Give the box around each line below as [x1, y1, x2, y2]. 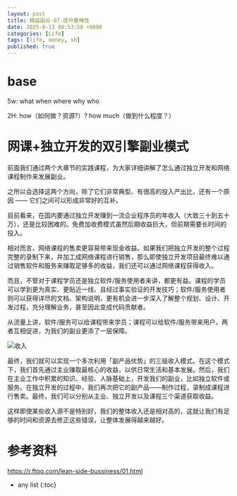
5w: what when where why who [7, 97, 100, 105]
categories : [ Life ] [7, 30, 65, 37]
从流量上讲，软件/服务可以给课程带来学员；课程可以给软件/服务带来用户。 [7, 317, 222, 326]
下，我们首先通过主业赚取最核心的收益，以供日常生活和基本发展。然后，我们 [7, 365, 230, 374]
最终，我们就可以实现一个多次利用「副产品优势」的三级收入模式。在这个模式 [7, 356, 230, 365]
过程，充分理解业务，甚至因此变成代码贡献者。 [13, 303, 150, 311]
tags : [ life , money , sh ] [7, 37, 80, 44]
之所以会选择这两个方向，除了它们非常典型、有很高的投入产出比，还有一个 [7, 187, 224, 195]
